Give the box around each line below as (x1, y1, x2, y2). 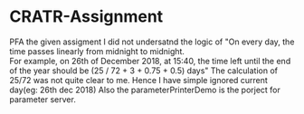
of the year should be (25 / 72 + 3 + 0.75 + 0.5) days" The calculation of (9, 65, 279, 76)
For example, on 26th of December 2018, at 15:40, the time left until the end (9, 55, 291, 66)
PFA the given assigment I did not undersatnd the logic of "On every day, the (9, 36, 295, 47)
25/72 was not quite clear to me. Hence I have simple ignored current (9, 74, 269, 85)
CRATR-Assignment (9, 6, 164, 27)
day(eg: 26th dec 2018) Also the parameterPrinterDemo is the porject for (9, 84, 280, 95)
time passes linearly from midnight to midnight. (9, 45, 185, 56)
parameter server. (9, 93, 77, 105)
